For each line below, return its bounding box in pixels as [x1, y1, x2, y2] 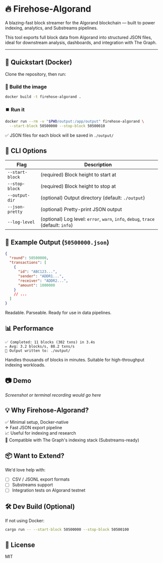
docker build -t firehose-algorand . [5, 94, 81, 99]
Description [84, 161, 112, 168]
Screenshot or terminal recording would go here [5, 392, 101, 398]
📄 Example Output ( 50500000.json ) [5, 238, 109, 247]
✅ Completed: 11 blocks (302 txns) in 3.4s [5, 340, 96, 345]
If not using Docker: [5, 518, 45, 524]
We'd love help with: [5, 467, 46, 473]
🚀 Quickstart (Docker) [5, 58, 72, 67]
